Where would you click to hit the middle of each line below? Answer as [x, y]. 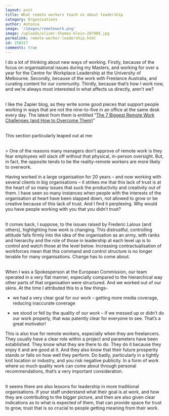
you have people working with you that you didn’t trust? [63, 209]
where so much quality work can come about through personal [71, 366]
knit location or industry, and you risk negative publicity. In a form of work [82, 360]
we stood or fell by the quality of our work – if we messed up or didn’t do [88, 313]
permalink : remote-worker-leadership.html [51, 39]
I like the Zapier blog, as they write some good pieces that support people [82, 104]
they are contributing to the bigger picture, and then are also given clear [80, 397]
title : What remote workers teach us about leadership [64, 15]
